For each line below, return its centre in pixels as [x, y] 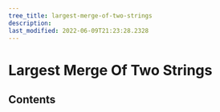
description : [30, 23]
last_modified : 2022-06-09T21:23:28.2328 [79, 30]
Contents [32, 100]
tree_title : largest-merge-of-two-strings [80, 16]
